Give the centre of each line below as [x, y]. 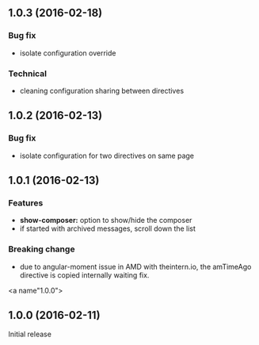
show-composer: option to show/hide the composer [106, 220]
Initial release [30, 334]
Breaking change [42, 249]
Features [26, 203]
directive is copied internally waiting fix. [84, 275]
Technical [28, 73]
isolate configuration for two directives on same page [107, 155]
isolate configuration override [68, 53]
